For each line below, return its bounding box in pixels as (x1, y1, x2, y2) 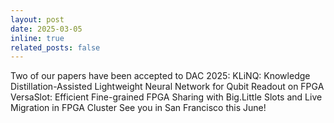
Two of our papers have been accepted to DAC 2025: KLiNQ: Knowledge (10, 70, 311, 82)
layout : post (10, 14, 65, 25)
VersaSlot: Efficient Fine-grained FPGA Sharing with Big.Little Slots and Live (10, 91, 323, 103)
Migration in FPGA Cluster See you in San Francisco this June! (10, 102, 267, 114)
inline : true (10, 33, 65, 43)
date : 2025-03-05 (10, 24, 83, 34)
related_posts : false (10, 42, 101, 53)
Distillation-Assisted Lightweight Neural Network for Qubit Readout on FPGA (10, 81, 325, 93)
